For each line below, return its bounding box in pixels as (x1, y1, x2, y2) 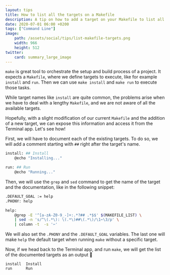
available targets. (5, 105, 42, 112)
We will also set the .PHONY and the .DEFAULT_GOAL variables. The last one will (5, 231, 165, 237)
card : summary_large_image (14, 54, 72, 60)
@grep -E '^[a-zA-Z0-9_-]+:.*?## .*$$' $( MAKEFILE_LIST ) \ (14, 213, 142, 218)
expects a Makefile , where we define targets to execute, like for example (5, 74, 157, 80)
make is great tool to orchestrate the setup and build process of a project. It (5, 68, 161, 75)
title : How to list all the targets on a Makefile (5, 12, 115, 17)
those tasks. (5, 85, 31, 91)
